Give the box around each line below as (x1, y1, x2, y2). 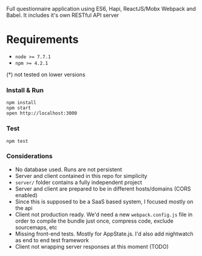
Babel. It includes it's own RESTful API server (6, 11, 120, 19)
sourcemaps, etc (15, 223, 58, 231)
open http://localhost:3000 (6, 110, 78, 117)
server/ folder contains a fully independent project (15, 179, 143, 186)
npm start (6, 105, 32, 111)
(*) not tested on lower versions (6, 71, 86, 78)
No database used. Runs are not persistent (15, 166, 123, 173)
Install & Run (6, 86, 44, 94)
